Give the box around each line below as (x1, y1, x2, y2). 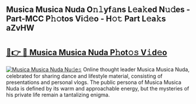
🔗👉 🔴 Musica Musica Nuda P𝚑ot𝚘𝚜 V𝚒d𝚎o (6, 47, 168, 58)
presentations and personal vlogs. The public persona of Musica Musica (6, 79, 181, 86)
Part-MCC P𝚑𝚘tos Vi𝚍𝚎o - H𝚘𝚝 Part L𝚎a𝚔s (6, 14, 167, 24)
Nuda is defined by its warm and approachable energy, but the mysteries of (6, 85, 190, 92)
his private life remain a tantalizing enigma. (6, 91, 110, 98)
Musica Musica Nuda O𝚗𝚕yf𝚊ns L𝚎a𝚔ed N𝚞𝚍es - (6, 5, 190, 15)
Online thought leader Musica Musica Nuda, (83, 66, 190, 73)
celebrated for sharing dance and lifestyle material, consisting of (6, 73, 163, 79)
